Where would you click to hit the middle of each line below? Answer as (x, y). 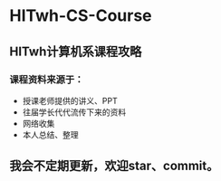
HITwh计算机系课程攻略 (76, 51)
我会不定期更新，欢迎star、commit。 (114, 166)
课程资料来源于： (47, 80)
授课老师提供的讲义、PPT (70, 100)
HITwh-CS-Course (81, 16)
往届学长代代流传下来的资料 (74, 112)
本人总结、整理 (50, 134)
